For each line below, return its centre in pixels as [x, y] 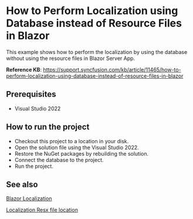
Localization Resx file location [42, 210]
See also [22, 184]
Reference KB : [24, 69]
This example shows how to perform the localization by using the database [97, 52]
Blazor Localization [29, 198]
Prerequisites [31, 94]
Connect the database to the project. [59, 160]
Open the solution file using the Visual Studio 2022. [77, 147]
